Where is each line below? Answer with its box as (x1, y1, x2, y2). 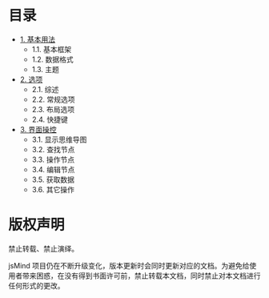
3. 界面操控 (19, 124, 58, 134)
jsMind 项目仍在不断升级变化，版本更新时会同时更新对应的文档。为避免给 (8, 260, 250, 270)
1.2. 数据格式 (31, 54, 74, 64)
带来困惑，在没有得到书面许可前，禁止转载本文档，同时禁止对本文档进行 (22, 271, 261, 280)
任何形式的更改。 (8, 280, 65, 290)
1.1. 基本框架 (31, 44, 72, 54)
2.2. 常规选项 (31, 95, 75, 104)
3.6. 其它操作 (31, 184, 74, 194)
